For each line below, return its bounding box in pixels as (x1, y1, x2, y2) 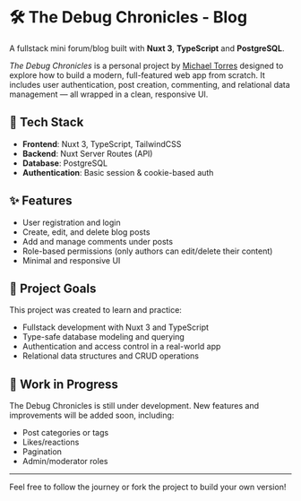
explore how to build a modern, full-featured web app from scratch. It (9, 69, 266, 81)
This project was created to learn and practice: (9, 305, 182, 315)
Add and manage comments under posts (21, 236, 173, 246)
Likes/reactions (21, 436, 80, 448)
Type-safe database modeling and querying (21, 332, 185, 342)
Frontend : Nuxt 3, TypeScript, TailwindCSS (21, 138, 182, 149)
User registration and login (21, 217, 121, 228)
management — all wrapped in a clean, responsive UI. (9, 89, 209, 99)
